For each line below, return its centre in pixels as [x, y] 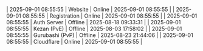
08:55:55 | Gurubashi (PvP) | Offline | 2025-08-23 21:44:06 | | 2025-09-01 [100, 35]
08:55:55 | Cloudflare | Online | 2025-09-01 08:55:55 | [74, 42]
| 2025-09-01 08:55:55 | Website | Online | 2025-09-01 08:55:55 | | [91, 9]
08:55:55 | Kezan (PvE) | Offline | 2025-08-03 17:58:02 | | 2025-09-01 [94, 29]
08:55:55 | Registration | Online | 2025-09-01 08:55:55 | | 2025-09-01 [110, 16]
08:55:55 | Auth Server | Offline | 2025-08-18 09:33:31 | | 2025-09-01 [94, 22]
